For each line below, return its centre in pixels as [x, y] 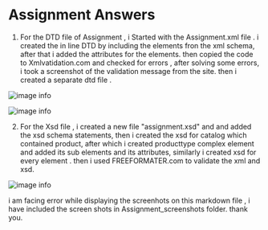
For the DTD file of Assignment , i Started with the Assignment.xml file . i [139, 37]
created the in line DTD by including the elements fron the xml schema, [137, 45]
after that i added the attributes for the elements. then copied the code [136, 54]
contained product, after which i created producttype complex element [137, 143]
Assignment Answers [82, 15]
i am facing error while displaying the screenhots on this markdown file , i [129, 200]
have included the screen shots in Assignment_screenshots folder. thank [128, 209]
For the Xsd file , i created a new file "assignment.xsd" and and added [136, 126]
